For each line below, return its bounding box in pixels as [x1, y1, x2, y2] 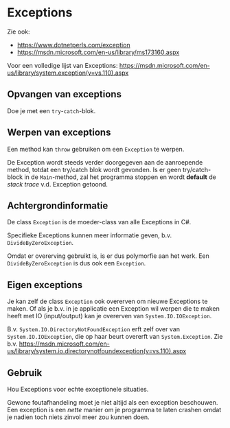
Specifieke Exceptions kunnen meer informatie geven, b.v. [7, 231, 172, 239]
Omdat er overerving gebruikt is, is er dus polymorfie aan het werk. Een [7, 252, 209, 260]
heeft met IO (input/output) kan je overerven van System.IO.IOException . [7, 312, 212, 320]
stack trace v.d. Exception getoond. [7, 180, 108, 188]
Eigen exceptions [7, 279, 83, 291]
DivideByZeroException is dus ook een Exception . [7, 259, 146, 267]
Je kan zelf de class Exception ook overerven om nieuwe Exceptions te [7, 297, 208, 306]
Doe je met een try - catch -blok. [7, 106, 96, 115]
